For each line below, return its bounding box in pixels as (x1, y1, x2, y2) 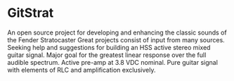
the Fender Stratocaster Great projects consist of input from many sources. (7, 35, 225, 44)
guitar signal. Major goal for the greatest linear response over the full (7, 51, 207, 59)
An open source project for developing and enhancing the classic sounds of (7, 28, 227, 37)
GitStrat (7, 5, 54, 21)
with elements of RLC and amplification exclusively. (7, 66, 156, 74)
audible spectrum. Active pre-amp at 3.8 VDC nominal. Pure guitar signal (7, 58, 218, 66)
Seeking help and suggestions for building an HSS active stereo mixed (7, 43, 211, 51)
